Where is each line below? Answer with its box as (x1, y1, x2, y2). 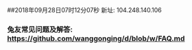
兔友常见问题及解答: (7, 25, 73, 34)
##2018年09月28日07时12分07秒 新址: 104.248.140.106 (7, 6, 163, 14)
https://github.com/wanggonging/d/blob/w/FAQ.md (7, 34, 185, 43)
